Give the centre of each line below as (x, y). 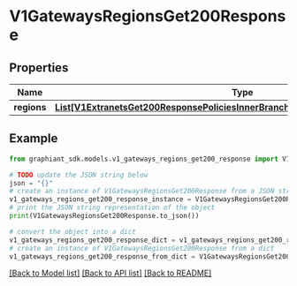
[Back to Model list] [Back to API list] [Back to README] (110, 273)
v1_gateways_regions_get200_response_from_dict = (103, 256)
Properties (39, 68)
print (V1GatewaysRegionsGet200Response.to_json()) (104, 216)
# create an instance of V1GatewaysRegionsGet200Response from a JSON (142, 192)
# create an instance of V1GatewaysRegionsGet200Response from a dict (142, 248)
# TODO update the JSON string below (79, 175)
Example (34, 139)
